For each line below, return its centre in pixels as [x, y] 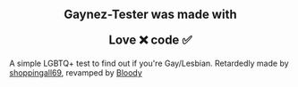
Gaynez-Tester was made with [150, 15]
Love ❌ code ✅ [150, 40]
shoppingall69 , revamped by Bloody [76, 73]
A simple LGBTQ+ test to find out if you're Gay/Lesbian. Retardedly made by [149, 63]
